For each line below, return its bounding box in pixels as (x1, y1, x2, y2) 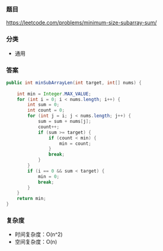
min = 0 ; (37, 173, 60, 179)
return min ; (17, 196, 46, 202)
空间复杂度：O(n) (14, 239, 57, 246)
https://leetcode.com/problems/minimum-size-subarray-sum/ (6, 19, 157, 26)
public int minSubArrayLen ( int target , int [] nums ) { (6, 80, 142, 85)
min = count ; (59, 141, 92, 147)
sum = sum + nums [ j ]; (37, 119, 92, 125)
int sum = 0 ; (27, 102, 60, 108)
